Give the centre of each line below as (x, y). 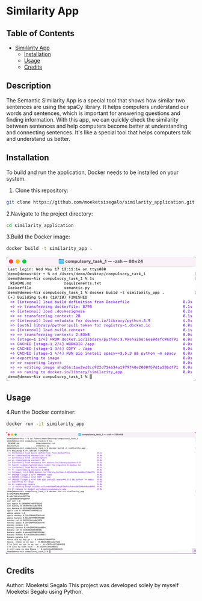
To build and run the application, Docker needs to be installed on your (93, 172)
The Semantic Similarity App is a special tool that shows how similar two (96, 100)
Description (29, 86)
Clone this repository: (41, 190)
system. (16, 178)
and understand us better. (38, 139)
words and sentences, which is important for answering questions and (93, 113)
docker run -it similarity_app (45, 424)
